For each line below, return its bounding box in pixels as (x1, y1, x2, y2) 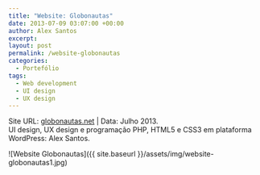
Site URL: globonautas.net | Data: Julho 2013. (8, 116, 159, 126)
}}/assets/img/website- (137, 149, 215, 159)
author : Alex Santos (8, 27, 78, 35)
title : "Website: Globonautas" (8, 11, 113, 20)
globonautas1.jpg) (8, 158, 68, 168)
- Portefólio (15, 65, 60, 73)
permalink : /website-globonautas (8, 49, 121, 57)
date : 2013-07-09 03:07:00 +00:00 (8, 19, 125, 27)
